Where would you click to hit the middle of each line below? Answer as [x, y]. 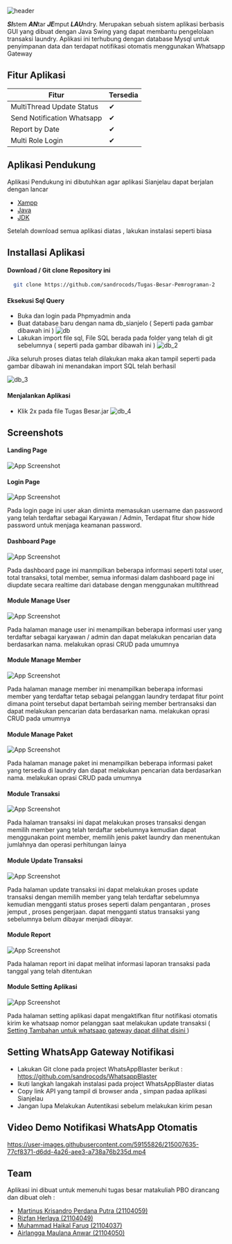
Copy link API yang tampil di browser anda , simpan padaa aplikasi [112, 1091]
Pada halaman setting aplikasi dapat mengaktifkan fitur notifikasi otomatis [113, 1015]
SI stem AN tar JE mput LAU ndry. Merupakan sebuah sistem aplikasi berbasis [116, 24]
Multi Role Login [37, 140]
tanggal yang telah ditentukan [50, 971]
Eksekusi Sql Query [36, 300]
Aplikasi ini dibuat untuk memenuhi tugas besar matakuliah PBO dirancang [113, 1190]
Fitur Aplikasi [36, 75]
